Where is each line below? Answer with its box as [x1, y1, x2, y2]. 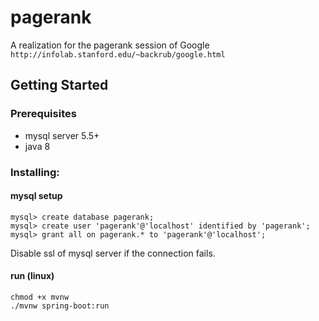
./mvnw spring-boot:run [10, 301, 110, 311]
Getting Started [10, 77, 109, 94]
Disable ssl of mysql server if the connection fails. [10, 247, 216, 259]
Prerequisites [10, 107, 77, 121]
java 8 [24, 140, 51, 152]
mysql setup [10, 190, 63, 202]
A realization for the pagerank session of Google [10, 39, 210, 51]
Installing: [10, 165, 60, 179]
